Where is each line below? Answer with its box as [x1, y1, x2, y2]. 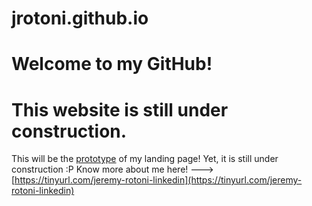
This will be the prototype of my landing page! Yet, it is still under [11, 153, 279, 165]
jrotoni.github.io [11, 7, 149, 30]
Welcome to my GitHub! [11, 53, 213, 76]
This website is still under [11, 98, 229, 121]
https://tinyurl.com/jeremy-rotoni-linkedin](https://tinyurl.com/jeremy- [14, 174, 303, 186]
